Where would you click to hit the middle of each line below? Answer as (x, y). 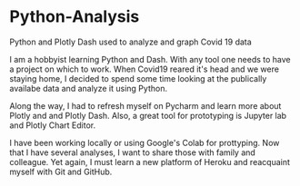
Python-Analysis (75, 17)
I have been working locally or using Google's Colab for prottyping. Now (145, 142)
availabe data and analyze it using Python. (89, 88)
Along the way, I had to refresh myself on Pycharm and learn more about (145, 105)
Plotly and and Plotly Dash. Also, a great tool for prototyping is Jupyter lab (148, 115)
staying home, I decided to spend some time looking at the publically (138, 78)
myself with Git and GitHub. (61, 171)
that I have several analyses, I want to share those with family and (133, 152)
